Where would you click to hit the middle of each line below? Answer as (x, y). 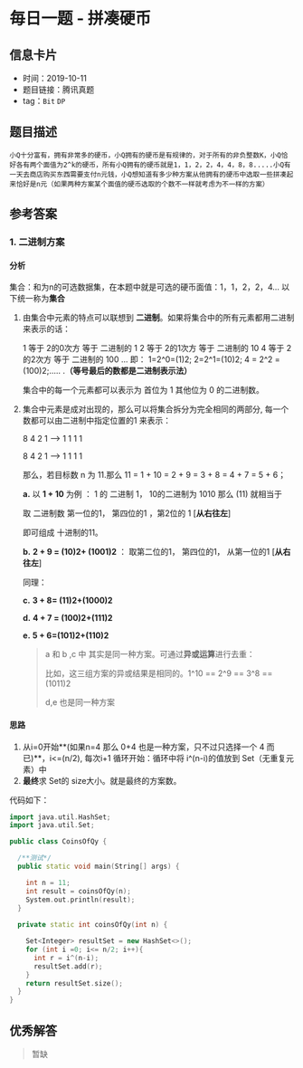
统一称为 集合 (41, 299)
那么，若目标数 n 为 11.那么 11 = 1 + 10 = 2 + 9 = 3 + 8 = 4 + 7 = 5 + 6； (154, 475)
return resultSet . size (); (75, 983)
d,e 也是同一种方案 (80, 702)
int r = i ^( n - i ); (66, 958)
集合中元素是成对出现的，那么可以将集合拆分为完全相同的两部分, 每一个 (156, 409)
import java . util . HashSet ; (60, 817)
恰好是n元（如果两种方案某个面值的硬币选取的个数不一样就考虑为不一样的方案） (142, 184)
